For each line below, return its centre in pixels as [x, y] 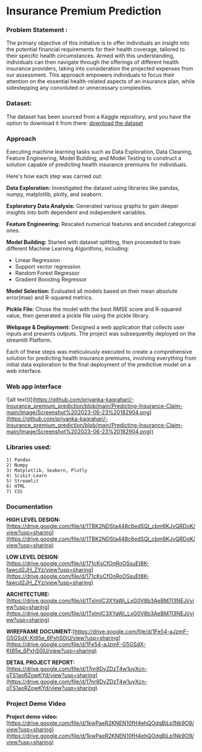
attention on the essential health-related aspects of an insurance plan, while [100, 81]
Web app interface [34, 387]
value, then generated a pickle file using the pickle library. [78, 316]
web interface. [24, 371]
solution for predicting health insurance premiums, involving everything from [101, 358]
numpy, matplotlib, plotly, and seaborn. [55, 195]
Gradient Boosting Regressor [51, 280]
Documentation [30, 506]
